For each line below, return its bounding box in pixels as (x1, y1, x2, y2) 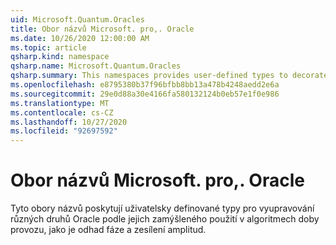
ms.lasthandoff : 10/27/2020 (10, 117, 128, 127)
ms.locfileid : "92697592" (10, 126, 118, 136)
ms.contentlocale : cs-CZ (10, 107, 114, 118)
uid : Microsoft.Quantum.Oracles (10, 14, 145, 25)
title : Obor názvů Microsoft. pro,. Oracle (10, 24, 195, 34)
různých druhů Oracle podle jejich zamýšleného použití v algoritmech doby (10, 213, 320, 225)
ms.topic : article (10, 42, 87, 53)
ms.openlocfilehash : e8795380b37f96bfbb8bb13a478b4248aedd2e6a (10, 80, 280, 90)
